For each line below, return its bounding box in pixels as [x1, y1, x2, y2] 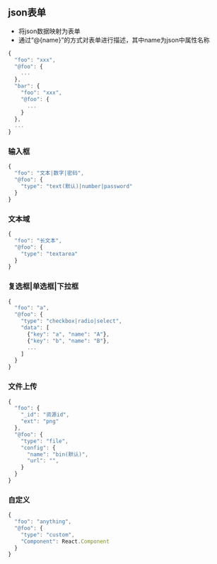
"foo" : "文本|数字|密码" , [14, 170, 84, 177]
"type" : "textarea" [20, 250, 78, 257]
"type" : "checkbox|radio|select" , [20, 317, 122, 325]
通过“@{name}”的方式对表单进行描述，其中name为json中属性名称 [18, 35, 211, 44]
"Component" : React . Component [20, 538, 110, 545]
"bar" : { [14, 83, 40, 90]
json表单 [8, 6, 47, 19]
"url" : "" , [26, 457, 59, 464]
